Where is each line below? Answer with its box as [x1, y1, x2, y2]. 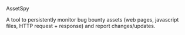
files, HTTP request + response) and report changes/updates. [6, 23, 156, 29]
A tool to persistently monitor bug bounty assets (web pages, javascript [6, 16, 179, 23]
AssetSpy [6, 5, 29, 12]
